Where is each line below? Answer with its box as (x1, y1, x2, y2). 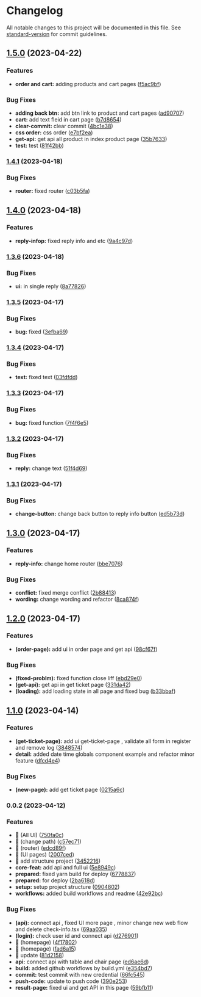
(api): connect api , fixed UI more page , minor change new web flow (15, 919, 189, 926)
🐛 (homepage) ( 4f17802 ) (15, 938, 77, 946)
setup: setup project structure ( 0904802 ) (15, 883, 120, 891)
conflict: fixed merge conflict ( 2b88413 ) (15, 589, 117, 596)
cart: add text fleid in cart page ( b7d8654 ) (15, 115, 122, 123)
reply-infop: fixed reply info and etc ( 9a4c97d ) (15, 237, 133, 244)
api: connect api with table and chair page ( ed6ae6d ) (15, 958, 149, 965)
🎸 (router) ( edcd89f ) (15, 844, 66, 852)
